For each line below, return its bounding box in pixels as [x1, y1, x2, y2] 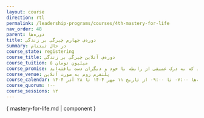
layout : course [6, 9, 45, 15]
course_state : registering [6, 49, 75, 55]
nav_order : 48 [6, 26, 42, 32]
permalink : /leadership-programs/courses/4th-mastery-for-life [6, 20, 170, 26]
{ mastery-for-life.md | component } [6, 105, 96, 112]
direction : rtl [6, 15, 45, 21]
